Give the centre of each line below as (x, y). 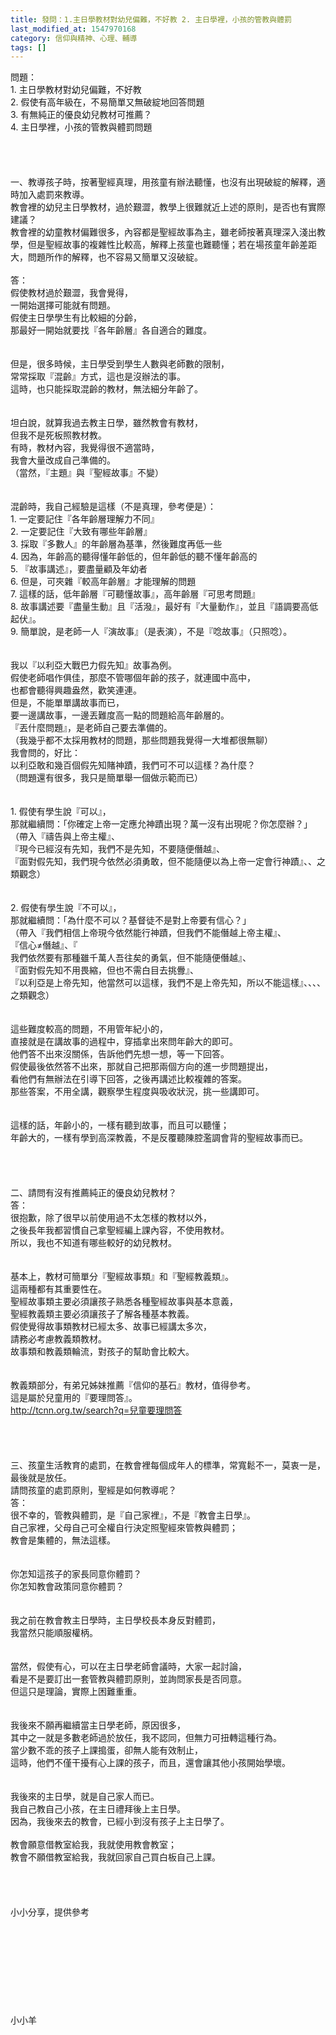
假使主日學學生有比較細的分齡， (76, 318)
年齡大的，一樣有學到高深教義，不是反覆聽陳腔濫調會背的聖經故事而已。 (159, 1138)
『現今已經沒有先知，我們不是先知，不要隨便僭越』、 (117, 849)
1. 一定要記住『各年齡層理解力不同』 (85, 519)
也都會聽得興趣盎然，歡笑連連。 (76, 690)
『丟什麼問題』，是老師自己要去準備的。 (91, 728)
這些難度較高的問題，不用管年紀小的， (89, 1029)
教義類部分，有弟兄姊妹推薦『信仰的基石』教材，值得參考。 (133, 1385)
